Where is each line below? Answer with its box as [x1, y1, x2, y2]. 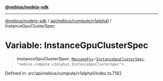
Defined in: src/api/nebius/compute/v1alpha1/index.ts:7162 [5, 70, 122, 76]
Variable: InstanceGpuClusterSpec [5, 40, 148, 51]
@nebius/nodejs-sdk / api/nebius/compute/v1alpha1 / [5, 18, 112, 24]
